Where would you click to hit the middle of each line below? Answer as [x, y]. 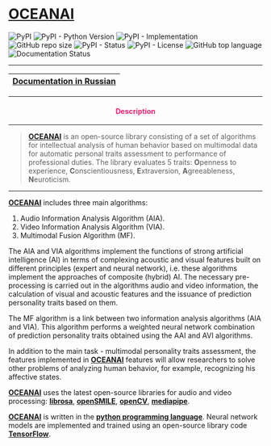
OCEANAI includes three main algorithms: [78, 203]
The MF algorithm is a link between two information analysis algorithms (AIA [135, 318]
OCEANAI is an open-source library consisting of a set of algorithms [142, 137]
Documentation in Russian [64, 81]
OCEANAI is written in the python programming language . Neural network [133, 417]
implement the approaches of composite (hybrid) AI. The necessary [121, 277]
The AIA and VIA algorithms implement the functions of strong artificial [126, 251]
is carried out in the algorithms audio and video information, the [153, 286]
